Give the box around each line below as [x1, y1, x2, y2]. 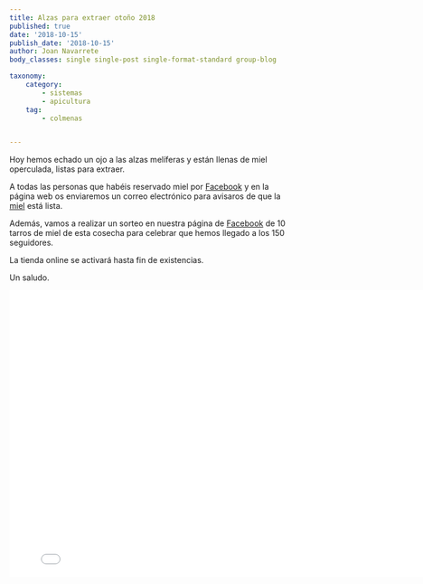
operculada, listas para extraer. [9, 164, 125, 174]
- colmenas [42, 114, 83, 123]
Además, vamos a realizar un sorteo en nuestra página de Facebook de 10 [9, 218, 287, 229]
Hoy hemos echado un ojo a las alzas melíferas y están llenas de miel [9, 155, 268, 165]
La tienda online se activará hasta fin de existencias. [9, 255, 204, 266]
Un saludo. [9, 272, 50, 283]
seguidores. [9, 237, 54, 249]
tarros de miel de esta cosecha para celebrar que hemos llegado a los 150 [9, 228, 285, 239]
